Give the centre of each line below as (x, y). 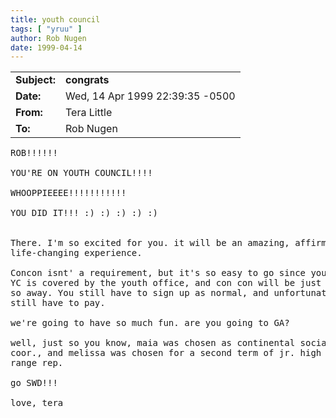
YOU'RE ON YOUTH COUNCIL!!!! (81, 173)
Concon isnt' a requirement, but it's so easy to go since (158, 273)
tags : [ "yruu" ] (46, 29)
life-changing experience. (76, 253)
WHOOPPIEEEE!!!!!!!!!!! (68, 193)
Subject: (35, 80)
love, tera (37, 403)
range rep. (37, 363)
